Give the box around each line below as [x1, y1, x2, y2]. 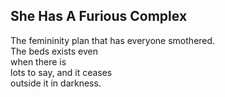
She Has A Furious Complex [10, 8, 188, 25]
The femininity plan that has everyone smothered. [10, 34, 216, 46]
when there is [10, 55, 67, 68]
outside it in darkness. [10, 77, 102, 89]
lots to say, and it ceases [10, 66, 113, 78]
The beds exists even [10, 45, 99, 57]
